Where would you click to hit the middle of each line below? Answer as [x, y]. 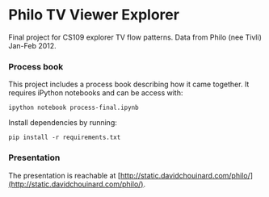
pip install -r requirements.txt [65, 138]
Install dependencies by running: [63, 123]
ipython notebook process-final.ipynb [74, 108]
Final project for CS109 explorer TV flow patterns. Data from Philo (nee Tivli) [135, 37]
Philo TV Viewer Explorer [94, 15]
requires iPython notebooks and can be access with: [96, 93]
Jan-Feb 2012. [32, 45]
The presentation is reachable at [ [65, 175]
